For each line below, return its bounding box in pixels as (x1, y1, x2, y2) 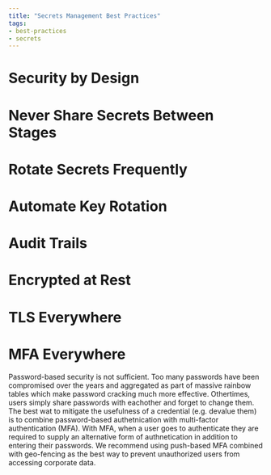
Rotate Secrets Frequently (8, 160, 188, 179)
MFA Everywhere (8, 345, 126, 364)
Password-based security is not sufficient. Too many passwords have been (8, 372, 260, 381)
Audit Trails (8, 234, 87, 253)
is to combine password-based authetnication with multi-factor (8, 414, 219, 424)
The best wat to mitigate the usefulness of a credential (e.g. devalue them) (8, 406, 257, 416)
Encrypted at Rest (8, 271, 132, 289)
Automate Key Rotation (8, 197, 167, 215)
